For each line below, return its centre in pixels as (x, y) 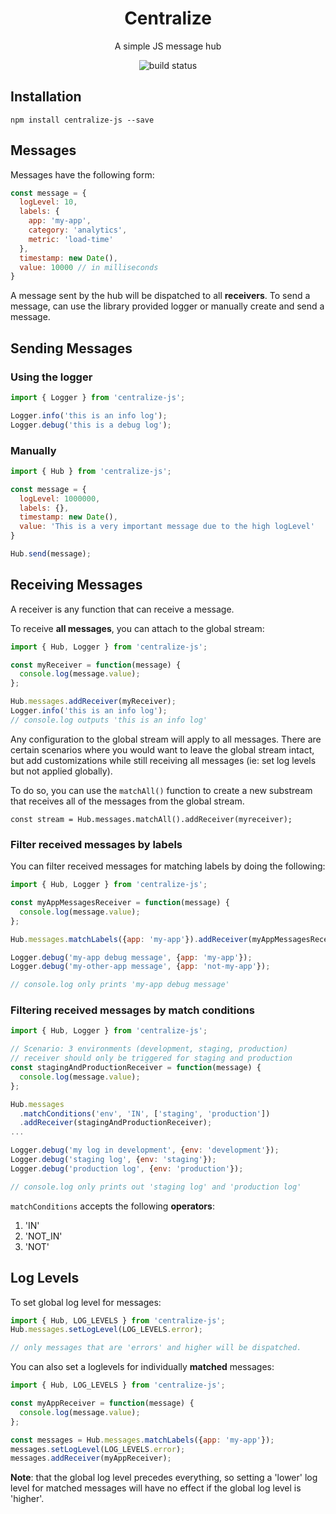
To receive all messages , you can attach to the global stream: (137, 628)
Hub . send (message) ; (51, 554)
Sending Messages (71, 348)
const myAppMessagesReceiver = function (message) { (120, 903)
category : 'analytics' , (78, 230)
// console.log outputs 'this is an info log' (109, 720)
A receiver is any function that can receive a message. (122, 609)
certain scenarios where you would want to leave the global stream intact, (162, 749)
